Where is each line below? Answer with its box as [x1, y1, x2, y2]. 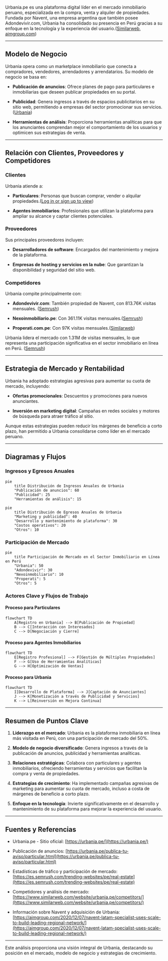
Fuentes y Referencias [5, 825, 76, 833]
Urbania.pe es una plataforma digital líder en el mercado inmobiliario [5, 5, 146, 10]
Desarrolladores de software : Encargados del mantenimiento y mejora [12, 246, 159, 252]
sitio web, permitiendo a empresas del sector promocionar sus [12, 104, 141, 110]
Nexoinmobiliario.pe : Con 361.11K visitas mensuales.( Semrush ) [12, 315, 143, 322]
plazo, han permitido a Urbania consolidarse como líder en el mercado [5, 428, 150, 434]
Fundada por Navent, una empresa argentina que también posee [5, 15, 138, 21]
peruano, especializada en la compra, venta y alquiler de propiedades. [5, 10, 150, 16]
